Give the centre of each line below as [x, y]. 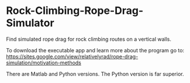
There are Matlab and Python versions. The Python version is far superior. [95, 74]
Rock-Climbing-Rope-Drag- [75, 11]
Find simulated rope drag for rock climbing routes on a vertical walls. [89, 39]
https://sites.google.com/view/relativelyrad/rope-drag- [72, 56]
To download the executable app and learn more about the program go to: [95, 50]
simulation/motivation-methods [44, 63]
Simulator [30, 23]
